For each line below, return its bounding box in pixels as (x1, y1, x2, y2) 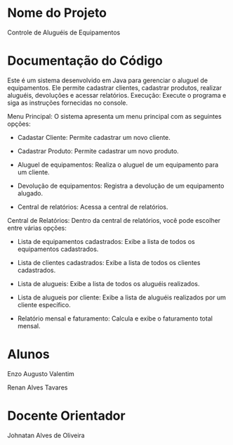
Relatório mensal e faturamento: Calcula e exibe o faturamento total (17, 314, 213, 323)
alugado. (17, 188, 44, 198)
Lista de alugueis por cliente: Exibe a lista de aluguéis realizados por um (17, 293, 226, 302)
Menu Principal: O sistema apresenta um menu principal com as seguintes (7, 112, 222, 120)
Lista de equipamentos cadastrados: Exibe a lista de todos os (17, 237, 195, 245)
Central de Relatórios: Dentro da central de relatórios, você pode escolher (7, 216, 221, 224)
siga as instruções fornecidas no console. (7, 98, 128, 107)
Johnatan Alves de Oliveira (7, 431, 86, 439)
